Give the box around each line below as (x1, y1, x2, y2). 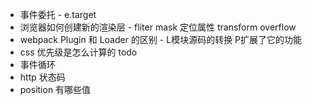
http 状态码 (19, 71, 66, 83)
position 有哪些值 (19, 84, 92, 95)
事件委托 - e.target (19, 9, 97, 20)
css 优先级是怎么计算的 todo (19, 46, 138, 58)
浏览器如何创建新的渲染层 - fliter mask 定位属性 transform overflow (19, 21, 297, 33)
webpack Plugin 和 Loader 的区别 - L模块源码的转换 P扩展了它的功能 (19, 34, 303, 45)
